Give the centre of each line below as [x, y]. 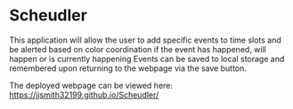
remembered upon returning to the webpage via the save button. [128, 68]
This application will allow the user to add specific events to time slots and [146, 40]
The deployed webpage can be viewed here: [91, 85]
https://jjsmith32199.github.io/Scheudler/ [84, 95]
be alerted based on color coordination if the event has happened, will [138, 49]
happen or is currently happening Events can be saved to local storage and [147, 58]
